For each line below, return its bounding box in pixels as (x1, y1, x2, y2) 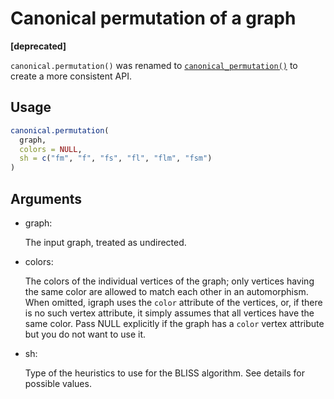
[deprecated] (10, 40, 67, 52)
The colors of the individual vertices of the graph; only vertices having (24, 275, 315, 287)
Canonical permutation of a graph (10, 7, 297, 30)
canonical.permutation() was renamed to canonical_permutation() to (10, 59, 298, 71)
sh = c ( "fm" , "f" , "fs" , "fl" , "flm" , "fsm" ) (19, 153, 213, 164)
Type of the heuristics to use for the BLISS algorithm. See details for (24, 367, 305, 379)
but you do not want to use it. (24, 328, 147, 340)
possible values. (24, 377, 92, 389)
